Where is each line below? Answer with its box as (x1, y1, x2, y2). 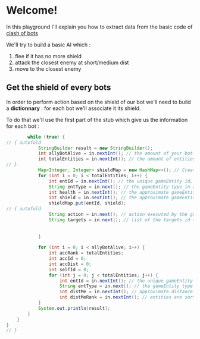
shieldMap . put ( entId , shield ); (48, 200, 127, 206)
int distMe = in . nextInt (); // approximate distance (59, 289, 193, 295)
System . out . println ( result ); (37, 305, 111, 311)
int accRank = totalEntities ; (48, 250, 124, 256)
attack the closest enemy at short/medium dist (14, 59, 129, 66)
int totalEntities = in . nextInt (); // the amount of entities (37, 156, 196, 162)
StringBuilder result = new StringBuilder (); (37, 145, 153, 151)
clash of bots (6, 29, 39, 36)
